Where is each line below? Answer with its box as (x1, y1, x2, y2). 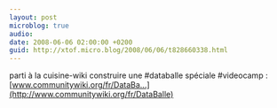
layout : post (9, 12, 58, 22)
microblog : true (9, 21, 69, 30)
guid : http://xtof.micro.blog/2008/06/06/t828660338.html (9, 46, 228, 55)
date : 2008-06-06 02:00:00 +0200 (9, 37, 133, 47)
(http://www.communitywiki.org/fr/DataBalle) (9, 89, 174, 100)
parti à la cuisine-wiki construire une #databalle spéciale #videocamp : (9, 70, 268, 81)
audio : (9, 29, 34, 38)
